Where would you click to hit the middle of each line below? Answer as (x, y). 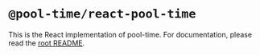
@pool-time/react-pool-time (102, 14)
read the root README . (47, 43)
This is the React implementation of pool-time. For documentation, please (130, 34)
